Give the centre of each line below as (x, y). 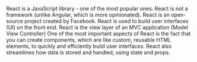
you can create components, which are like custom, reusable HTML (89, 40)
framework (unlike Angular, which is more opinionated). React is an (88, 15)
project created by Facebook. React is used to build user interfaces (107, 21)
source (15, 21)
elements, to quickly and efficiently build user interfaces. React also (89, 46)
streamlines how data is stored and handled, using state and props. (88, 52)
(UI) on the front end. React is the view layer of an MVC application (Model (97, 27)
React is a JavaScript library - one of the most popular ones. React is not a (97, 9)
